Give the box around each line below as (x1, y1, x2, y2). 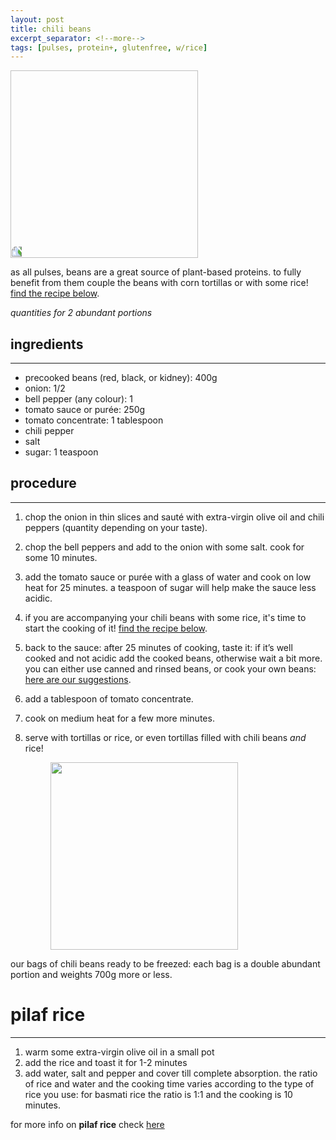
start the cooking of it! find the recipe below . (24, 622, 208, 634)
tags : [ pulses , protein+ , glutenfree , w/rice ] (10, 42, 208, 53)
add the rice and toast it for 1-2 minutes (24, 1056, 188, 1068)
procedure (10, 475, 77, 492)
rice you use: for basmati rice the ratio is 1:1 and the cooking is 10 (24, 1088, 293, 1100)
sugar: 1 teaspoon (24, 446, 99, 458)
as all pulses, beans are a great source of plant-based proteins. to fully (10, 266, 302, 278)
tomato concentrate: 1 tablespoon (24, 414, 164, 426)
